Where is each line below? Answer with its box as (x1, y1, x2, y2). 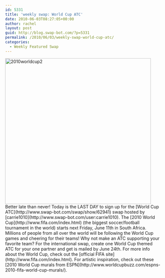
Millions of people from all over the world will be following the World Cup (5, 230, 154, 236)
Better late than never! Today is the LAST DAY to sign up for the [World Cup (5, 204, 160, 209)
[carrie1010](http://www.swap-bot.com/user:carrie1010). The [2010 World (5, 214, 155, 220)
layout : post (5, 26, 32, 31)
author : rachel (5, 21, 37, 26)
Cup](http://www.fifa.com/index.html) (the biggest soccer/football (5, 219, 140, 225)
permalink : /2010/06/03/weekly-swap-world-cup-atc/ (5, 35, 114, 40)
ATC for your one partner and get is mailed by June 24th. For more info (5, 246, 150, 252)
